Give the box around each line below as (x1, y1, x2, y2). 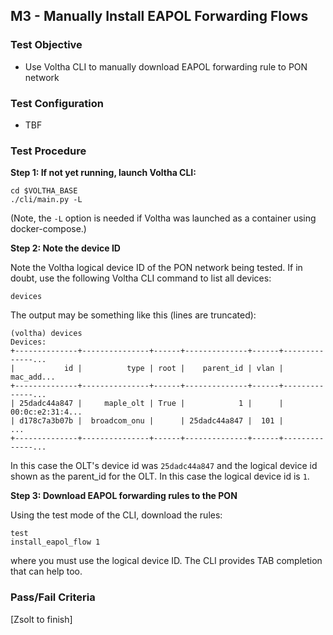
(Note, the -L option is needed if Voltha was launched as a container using (10, 212, 317, 224)
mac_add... (10, 372, 56, 383)
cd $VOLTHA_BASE (10, 186, 78, 196)
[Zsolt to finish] (10, 613, 73, 625)
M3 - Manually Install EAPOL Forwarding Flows (10, 8, 309, 25)
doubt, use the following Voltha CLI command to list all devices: (10, 272, 272, 284)
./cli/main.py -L (10, 195, 83, 205)
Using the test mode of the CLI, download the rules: (10, 509, 223, 521)
